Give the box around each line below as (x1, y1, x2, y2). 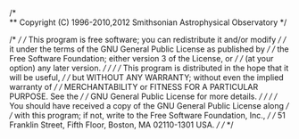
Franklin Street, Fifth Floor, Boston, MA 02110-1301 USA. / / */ (9, 119, 234, 130)
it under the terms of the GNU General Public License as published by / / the (9, 44, 289, 54)
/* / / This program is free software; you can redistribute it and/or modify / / (9, 35, 287, 45)
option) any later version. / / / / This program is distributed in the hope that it (9, 62, 289, 73)
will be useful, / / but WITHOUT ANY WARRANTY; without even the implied (9, 72, 284, 83)
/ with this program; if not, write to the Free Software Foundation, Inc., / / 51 (9, 110, 286, 120)
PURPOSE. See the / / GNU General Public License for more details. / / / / (9, 91, 278, 102)
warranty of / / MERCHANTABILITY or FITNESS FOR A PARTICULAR (9, 82, 259, 92)
